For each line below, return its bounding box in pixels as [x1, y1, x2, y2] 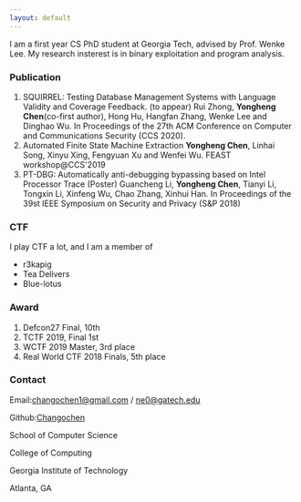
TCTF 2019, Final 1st [22, 332, 99, 343]
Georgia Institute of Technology [9, 465, 129, 476]
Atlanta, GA [9, 482, 52, 493]
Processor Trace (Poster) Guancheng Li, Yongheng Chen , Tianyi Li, [22, 179, 277, 190]
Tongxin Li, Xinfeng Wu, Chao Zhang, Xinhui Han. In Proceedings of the [22, 188, 292, 199]
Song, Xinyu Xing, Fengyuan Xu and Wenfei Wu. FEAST [22, 149, 232, 160]
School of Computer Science [9, 429, 119, 440]
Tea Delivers [22, 269, 70, 280]
